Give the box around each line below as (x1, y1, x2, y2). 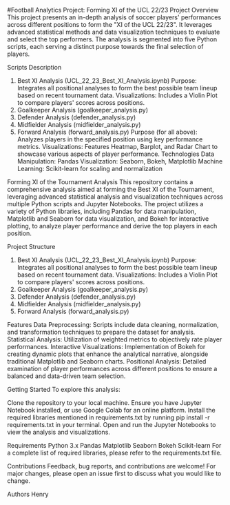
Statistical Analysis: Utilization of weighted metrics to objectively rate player (7, 335, 222, 344)
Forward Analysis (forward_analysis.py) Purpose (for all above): (17, 128, 198, 136)
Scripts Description (7, 63, 62, 71)
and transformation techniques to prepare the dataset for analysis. (7, 328, 196, 336)
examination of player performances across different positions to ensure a (7, 365, 218, 373)
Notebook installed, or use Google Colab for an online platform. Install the (7, 406, 216, 414)
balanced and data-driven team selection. (7, 372, 126, 380)
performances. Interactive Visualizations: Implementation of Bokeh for (7, 343, 206, 350)
